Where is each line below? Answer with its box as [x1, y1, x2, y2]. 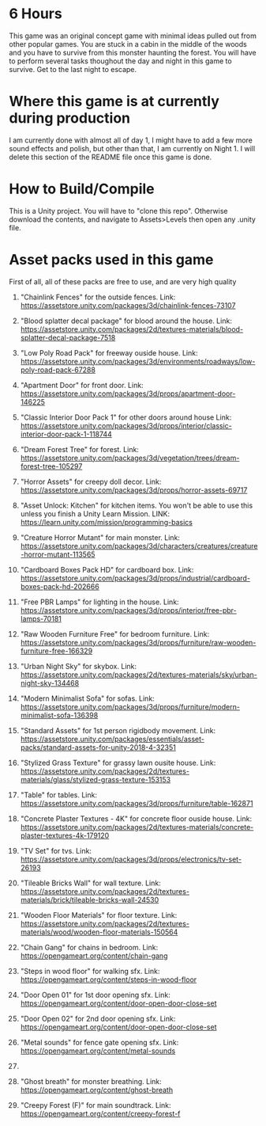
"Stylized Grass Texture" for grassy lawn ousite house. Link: [20, 758, 216, 767]
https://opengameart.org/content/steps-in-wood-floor [20, 975, 197, 984]
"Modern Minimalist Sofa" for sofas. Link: [20, 694, 155, 703]
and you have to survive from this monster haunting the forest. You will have [9, 48, 257, 57]
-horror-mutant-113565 [20, 550, 96, 559]
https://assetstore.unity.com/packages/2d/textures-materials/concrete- [20, 822, 254, 831]
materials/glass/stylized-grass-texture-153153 [20, 774, 171, 784]
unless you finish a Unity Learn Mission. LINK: [20, 508, 170, 519]
